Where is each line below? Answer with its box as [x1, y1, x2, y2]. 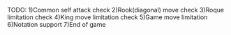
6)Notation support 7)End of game [7, 21, 106, 28]
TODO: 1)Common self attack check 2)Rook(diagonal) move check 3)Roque [7, 6, 225, 14]
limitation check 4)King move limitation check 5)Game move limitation [7, 13, 208, 21]
